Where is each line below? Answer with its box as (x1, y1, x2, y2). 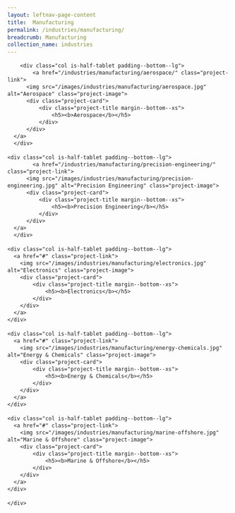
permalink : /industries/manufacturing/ (7, 26, 125, 33)
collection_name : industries (7, 41, 93, 49)
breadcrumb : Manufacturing (7, 34, 87, 41)
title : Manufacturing (7, 18, 74, 26)
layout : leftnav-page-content (7, 11, 97, 18)
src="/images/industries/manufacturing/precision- (42, 175, 194, 183)
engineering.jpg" (7, 182, 59, 190)
